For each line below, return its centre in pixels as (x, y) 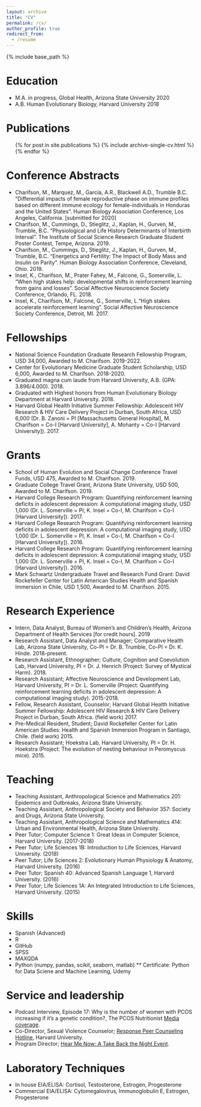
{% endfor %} (32, 151)
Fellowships (37, 338)
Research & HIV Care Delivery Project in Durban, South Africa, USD (98, 411)
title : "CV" (21, 17)
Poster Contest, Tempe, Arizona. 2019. (62, 243)
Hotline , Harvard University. (49, 1037)
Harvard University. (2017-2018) (54, 841)
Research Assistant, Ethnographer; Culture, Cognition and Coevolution (102, 660)
